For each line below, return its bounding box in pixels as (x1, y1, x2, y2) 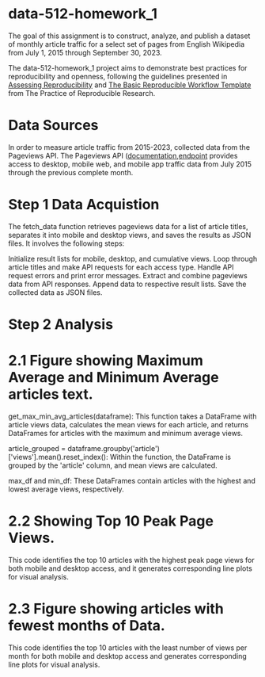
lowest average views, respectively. (8, 484, 124, 494)
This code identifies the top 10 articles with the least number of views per (8, 643, 248, 652)
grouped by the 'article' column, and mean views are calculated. (8, 461, 218, 470)
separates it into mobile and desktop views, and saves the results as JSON (8, 230, 252, 239)
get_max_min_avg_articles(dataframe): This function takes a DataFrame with (8, 411, 257, 421)
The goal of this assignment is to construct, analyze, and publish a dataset (8, 31, 251, 40)
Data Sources (8, 117, 99, 135)
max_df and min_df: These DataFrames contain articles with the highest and (8, 476, 256, 485)
